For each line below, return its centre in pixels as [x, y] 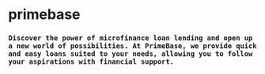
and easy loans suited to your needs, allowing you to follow [131, 54]
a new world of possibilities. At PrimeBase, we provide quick [132, 46]
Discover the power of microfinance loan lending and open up [131, 38]
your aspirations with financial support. [91, 62]
